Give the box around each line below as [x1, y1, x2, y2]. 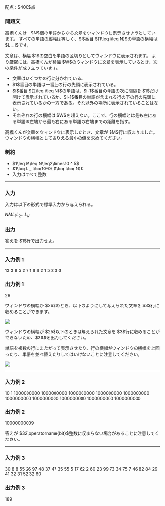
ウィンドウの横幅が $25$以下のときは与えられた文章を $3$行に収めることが [5, 328, 160, 334]
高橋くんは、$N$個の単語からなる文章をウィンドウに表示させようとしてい [5, 30, 156, 36]
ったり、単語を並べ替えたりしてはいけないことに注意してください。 [5, 351, 142, 357]
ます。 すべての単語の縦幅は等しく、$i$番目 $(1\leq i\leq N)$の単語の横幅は [5, 36, 158, 42]
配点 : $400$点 [5, 4, 36, 10]
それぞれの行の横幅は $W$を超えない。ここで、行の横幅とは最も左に [12, 112, 152, 118]
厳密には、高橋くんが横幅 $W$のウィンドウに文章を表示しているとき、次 [9, 59, 158, 65]
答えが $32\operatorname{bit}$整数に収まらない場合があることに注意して [5, 430, 155, 436]
